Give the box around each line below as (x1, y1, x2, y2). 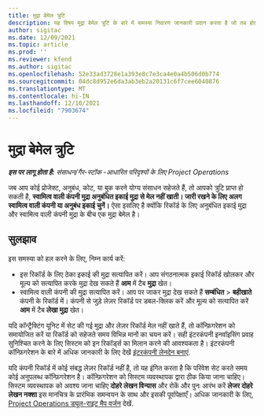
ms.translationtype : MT (8, 84, 86, 93)
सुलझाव (8, 233, 37, 247)
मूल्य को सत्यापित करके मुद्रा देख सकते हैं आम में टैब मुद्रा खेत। (19, 278, 173, 288)
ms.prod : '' (8, 48, 47, 56)
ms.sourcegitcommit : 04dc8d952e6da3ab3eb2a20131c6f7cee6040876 (8, 77, 220, 85)
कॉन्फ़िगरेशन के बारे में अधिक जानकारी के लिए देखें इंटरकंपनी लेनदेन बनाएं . (8, 347, 191, 357)
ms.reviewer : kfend (8, 56, 72, 64)
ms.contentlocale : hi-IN (8, 92, 90, 100)
